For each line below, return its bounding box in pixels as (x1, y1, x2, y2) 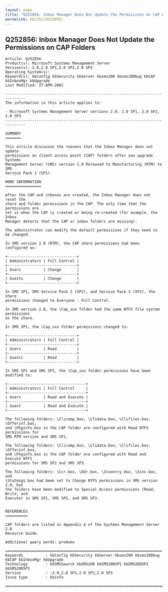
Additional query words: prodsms (5, 540, 75, 545)
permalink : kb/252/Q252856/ (5, 17, 64, 22)
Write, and (5, 492, 28, 497)
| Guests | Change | (5, 276, 79, 281)
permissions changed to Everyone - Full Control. (5, 298, 111, 303)
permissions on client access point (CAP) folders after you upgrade (5, 153, 153, 158)
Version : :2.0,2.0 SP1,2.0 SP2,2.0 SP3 (5, 570, 113, 575)
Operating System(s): (5, 70, 50, 75)
